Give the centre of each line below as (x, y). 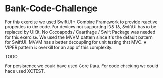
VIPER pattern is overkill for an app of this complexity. (59, 47)
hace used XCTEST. (25, 71)
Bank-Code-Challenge (51, 8)
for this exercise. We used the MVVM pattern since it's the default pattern (79, 37)
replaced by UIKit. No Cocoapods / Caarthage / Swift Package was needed (80, 32)
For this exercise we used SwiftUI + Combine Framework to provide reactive (81, 22)
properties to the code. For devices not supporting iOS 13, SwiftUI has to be (81, 26)
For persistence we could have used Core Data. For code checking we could (82, 66)
